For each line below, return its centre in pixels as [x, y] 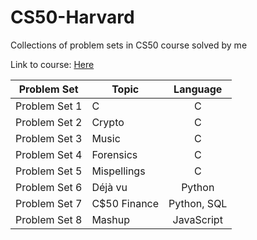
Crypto [108, 122]
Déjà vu [109, 187]
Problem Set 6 [49, 187]
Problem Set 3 [49, 138]
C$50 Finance [125, 203]
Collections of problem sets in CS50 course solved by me [129, 45]
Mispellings [118, 171]
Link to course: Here [52, 64]
